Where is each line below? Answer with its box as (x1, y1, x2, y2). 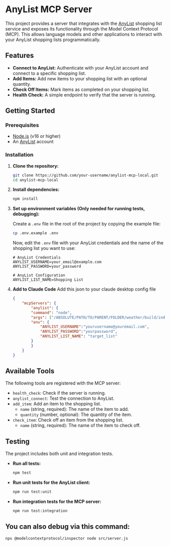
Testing (5, 437, 30, 445)
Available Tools (5, 367, 55, 375)
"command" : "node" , (31, 310, 72, 315)
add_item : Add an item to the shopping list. (12, 401, 101, 407)
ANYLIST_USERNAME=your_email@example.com (12, 260, 101, 265)
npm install (12, 197, 38, 202)
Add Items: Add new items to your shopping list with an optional (12, 75, 147, 82)
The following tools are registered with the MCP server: (5, 380, 121, 387)
